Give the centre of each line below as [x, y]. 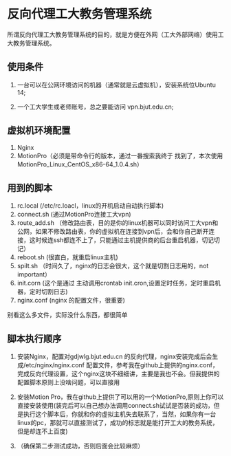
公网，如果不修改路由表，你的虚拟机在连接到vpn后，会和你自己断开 [113, 232]
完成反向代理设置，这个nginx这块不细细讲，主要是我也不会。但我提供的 [118, 374]
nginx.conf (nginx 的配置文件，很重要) [71, 301]
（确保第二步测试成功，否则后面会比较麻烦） [80, 446]
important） [34, 274]
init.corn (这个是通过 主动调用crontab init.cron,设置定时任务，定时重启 [116, 283]
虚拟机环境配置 [39, 130]
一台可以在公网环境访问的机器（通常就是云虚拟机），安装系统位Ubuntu [117, 85]
